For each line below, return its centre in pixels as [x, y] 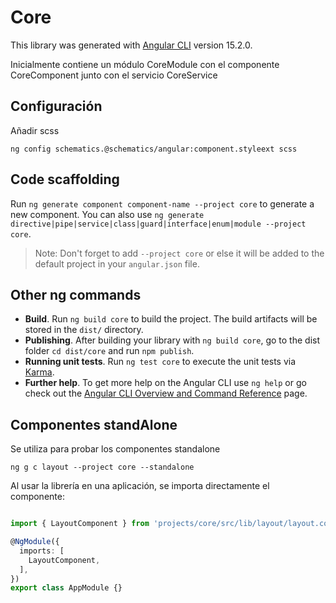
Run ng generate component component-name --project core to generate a [162, 203]
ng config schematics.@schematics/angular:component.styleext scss [154, 149]
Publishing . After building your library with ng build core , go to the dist [172, 340]
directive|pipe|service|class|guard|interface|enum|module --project [158, 224]
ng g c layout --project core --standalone [102, 467]
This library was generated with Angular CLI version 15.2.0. [131, 45]
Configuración [56, 106]
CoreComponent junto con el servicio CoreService [114, 75]
